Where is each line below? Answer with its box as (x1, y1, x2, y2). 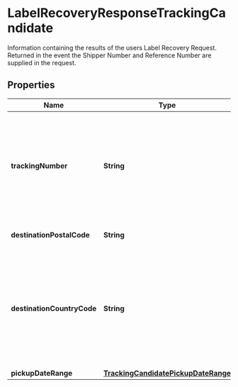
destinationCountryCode (11, 303, 97, 313)
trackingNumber (11, 161, 68, 171)
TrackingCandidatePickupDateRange (103, 368, 232, 378)
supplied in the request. (7, 58, 76, 67)
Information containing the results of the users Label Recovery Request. (7, 43, 217, 52)
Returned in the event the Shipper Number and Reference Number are (7, 51, 212, 60)
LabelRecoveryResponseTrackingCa (7, 5, 227, 21)
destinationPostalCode (11, 230, 90, 240)
